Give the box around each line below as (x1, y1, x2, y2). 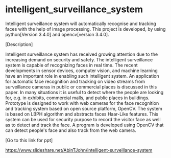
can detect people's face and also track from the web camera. (5, 127, 136, 133)
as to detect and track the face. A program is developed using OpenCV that (5, 122, 164, 128)
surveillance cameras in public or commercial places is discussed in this (5, 83, 157, 90)
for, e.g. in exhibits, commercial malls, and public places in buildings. (5, 95, 150, 101)
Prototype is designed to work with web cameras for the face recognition (5, 100, 159, 106)
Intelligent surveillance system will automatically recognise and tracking (5, 20, 157, 27)
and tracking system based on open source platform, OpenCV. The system (5, 105, 162, 111)
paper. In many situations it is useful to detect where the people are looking (5, 89, 164, 95)
